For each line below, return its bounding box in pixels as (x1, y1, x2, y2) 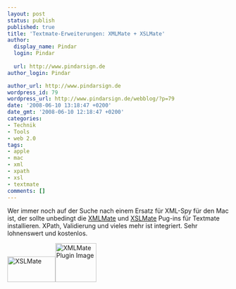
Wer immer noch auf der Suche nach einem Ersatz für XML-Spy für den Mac (7, 206, 229, 216)
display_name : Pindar (13, 43, 77, 50)
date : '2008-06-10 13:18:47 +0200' (7, 102, 112, 110)
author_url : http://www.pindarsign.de (7, 82, 121, 89)
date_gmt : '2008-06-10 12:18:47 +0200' (7, 109, 125, 116)
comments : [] (7, 187, 46, 194)
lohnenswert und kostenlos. (7, 229, 88, 237)
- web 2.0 (7, 135, 37, 142)
